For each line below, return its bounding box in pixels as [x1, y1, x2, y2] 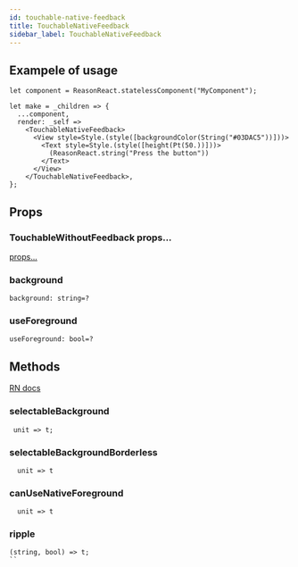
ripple [9, 528, 36, 540]
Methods [9, 359, 61, 374]
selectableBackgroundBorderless [9, 446, 158, 458]
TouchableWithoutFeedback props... [9, 231, 172, 244]
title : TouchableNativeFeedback [9, 21, 129, 30]
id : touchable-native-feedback [9, 13, 126, 22]
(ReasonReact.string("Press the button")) [48, 149, 210, 158]
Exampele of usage [9, 63, 119, 78]
